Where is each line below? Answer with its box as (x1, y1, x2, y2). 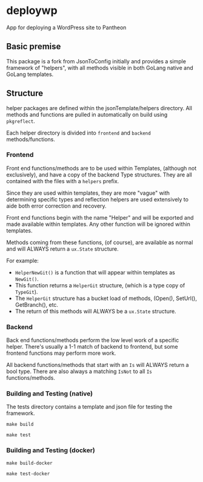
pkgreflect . (6, 117, 35, 125)
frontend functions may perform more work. (6, 349, 116, 357)
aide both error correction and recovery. (6, 202, 107, 209)
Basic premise (6, 41, 61, 52)
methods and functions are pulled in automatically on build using (6, 111, 168, 118)
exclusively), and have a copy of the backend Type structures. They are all (6, 171, 192, 178)
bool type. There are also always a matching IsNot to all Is (6, 368, 153, 375)
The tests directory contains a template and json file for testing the (6, 403, 173, 411)
